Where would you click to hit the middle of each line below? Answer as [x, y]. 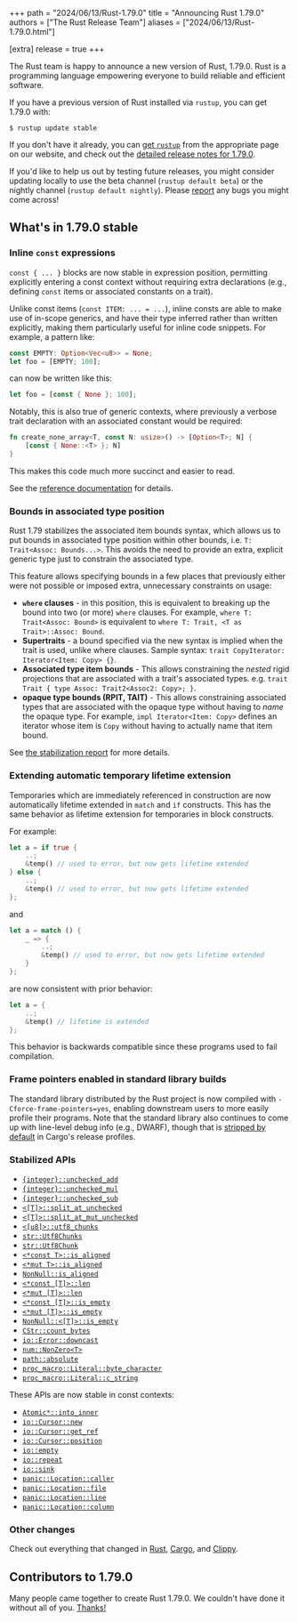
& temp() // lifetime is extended [87, 1021]
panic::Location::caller [68, 1479]
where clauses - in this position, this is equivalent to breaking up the [146, 603]
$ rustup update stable [53, 128]
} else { [25, 872]
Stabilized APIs [43, 1159]
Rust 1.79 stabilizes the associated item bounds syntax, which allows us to [145, 531]
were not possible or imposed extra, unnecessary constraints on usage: [141, 585]
